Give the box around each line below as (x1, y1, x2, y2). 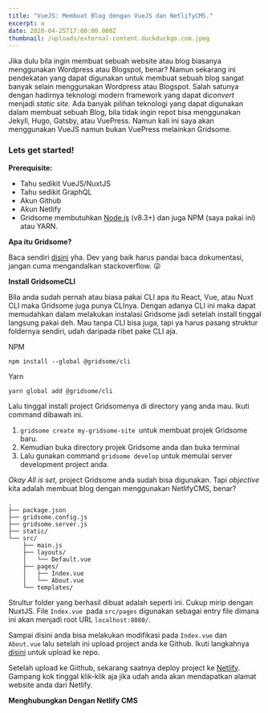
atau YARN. (19, 221, 59, 231)
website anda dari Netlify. (8, 680, 93, 690)
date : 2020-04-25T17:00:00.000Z (8, 27, 116, 35)
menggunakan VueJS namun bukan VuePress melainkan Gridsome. (8, 125, 232, 134)
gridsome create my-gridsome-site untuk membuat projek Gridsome (19, 425, 248, 435)
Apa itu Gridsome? (8, 236, 72, 246)
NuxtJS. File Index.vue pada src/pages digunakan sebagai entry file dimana (8, 606, 259, 616)
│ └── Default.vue (22, 555, 91, 563)
